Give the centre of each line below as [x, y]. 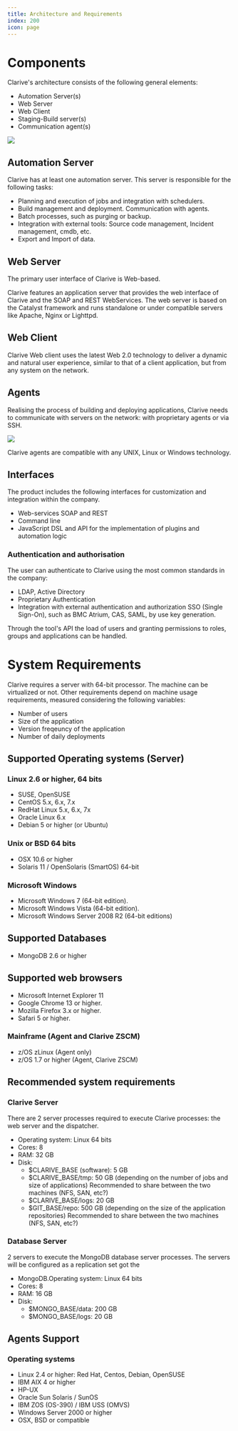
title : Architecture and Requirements [65, 14]
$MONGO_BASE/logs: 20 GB [70, 1316]
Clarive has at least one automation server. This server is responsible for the [119, 180]
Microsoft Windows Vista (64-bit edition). [78, 908]
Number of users [42, 713]
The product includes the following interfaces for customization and [107, 492]
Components [47, 63]
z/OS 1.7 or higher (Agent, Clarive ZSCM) [78, 1059]
